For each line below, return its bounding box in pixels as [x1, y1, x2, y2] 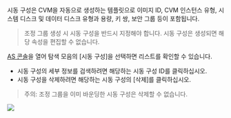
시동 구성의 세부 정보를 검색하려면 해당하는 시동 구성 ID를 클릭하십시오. [17, 67, 208, 75]
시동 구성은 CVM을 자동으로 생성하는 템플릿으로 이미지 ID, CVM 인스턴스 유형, [7, 6, 217, 14]
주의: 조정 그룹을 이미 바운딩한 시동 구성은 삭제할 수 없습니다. [23, 90, 188, 98]
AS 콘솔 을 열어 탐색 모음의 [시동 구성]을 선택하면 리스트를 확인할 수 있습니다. [7, 52, 212, 60]
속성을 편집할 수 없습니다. [31, 38, 100, 46]
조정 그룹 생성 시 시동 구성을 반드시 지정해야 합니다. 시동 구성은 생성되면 [23, 29, 217, 37]
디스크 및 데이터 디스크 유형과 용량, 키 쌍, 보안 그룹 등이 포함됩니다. [19, 14, 200, 23]
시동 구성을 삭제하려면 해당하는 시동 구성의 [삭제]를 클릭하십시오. [17, 75, 192, 84]
